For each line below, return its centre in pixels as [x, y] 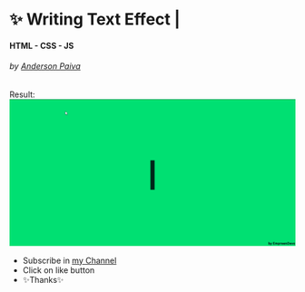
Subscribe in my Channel [69, 260]
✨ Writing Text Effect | [95, 19]
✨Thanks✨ [43, 279]
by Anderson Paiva [45, 66]
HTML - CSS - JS [42, 45]
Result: [22, 94]
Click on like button [59, 270]
